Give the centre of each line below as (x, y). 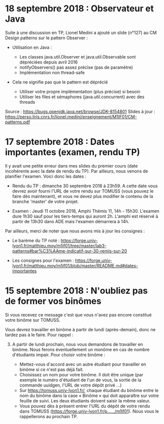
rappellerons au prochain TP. (49, 416)
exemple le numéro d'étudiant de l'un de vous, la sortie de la (80, 380)
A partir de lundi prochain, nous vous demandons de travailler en (78, 344)
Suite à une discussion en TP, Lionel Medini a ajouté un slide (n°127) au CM (81, 32)
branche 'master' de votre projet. (46, 201)
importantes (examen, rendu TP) (73, 152)
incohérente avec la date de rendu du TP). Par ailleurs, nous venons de (77, 171)
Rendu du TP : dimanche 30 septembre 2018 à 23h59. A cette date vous (85, 186)
